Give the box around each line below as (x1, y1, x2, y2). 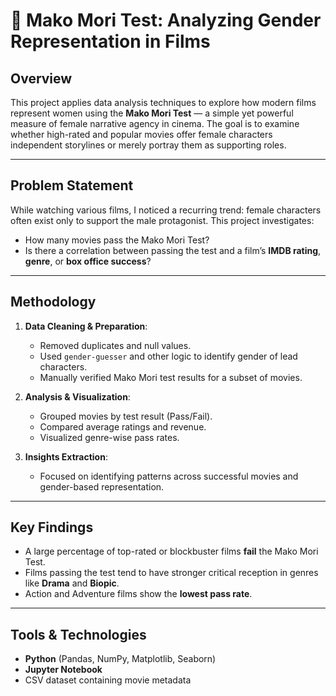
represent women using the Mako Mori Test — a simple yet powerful (10, 107, 294, 119)
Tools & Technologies (10, 626, 147, 643)
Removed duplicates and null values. (39, 339, 192, 351)
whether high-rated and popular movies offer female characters (10, 129, 273, 140)
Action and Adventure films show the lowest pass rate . (24, 588, 253, 600)
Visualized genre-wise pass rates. (39, 431, 180, 443)
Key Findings (10, 519, 94, 536)
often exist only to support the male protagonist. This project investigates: (10, 214, 315, 226)
